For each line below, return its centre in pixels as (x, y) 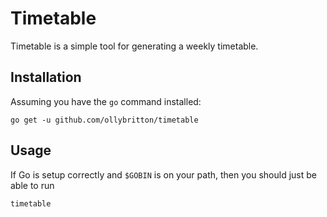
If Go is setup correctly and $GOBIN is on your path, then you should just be (163, 174)
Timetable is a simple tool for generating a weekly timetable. (134, 46)
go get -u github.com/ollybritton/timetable (104, 120)
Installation (46, 77)
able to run (32, 185)
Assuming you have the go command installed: (106, 101)
